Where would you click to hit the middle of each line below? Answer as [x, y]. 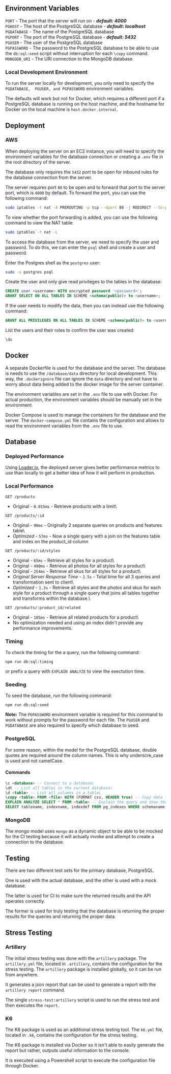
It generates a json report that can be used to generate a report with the [81, 984]
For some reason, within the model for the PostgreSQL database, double [81, 750]
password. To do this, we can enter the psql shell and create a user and [80, 247]
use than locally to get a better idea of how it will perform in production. [80, 473]
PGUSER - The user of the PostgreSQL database [54, 42]
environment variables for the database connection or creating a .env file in [84, 156]
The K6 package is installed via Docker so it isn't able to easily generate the [85, 1045]
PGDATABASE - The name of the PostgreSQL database [60, 31]
